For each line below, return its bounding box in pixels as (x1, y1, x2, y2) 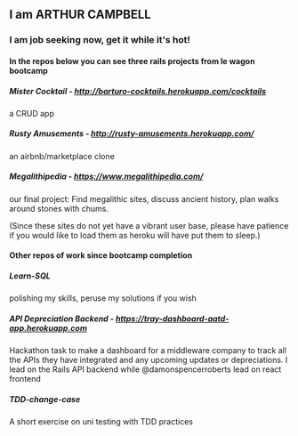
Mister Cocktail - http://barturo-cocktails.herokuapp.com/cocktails (9, 85, 267, 96)
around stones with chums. (9, 203, 109, 214)
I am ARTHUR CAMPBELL (9, 7, 151, 22)
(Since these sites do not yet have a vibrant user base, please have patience (9, 220, 289, 230)
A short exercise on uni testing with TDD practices (9, 416, 194, 427)
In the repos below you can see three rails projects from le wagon (9, 55, 255, 66)
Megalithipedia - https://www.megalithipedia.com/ (9, 171, 204, 182)
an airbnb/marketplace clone (9, 150, 116, 161)
